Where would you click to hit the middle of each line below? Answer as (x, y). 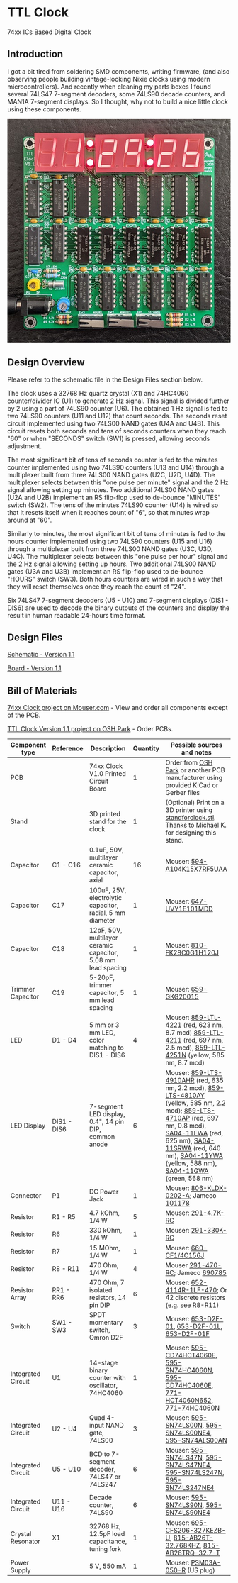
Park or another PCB (195, 770)
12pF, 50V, (106, 930)
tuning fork (106, 1549)
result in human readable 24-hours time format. (77, 615)
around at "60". (30, 520)
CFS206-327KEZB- (195, 1530)
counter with (108, 1377)
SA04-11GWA (187, 1170)
